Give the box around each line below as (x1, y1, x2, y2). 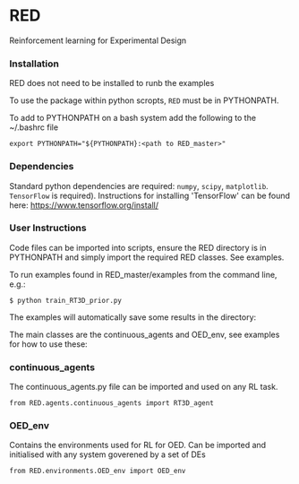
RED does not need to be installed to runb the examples (9, 78, 215, 89)
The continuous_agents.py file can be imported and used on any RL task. (9, 382, 278, 393)
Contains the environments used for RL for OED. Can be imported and (9, 440, 267, 451)
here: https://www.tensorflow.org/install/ (9, 199, 159, 211)
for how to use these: (9, 338, 88, 350)
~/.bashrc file (9, 122, 59, 133)
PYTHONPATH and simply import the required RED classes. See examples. (9, 252, 285, 263)
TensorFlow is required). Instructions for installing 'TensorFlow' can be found (9, 190, 291, 201)
